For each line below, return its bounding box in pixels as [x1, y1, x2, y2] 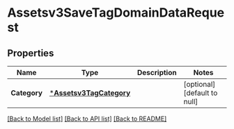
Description [136, 68, 177, 77]
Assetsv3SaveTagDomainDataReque [7, 5, 225, 21]
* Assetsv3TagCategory [49, 88, 131, 98]
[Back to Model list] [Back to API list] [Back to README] [7, 114, 167, 123]
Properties [7, 47, 54, 59]
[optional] [183, 80, 216, 89]
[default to [183, 88, 218, 98]
